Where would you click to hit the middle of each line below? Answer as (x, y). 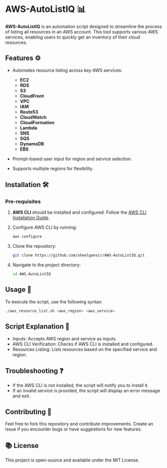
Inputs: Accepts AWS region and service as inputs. (64, 338)
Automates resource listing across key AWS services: (67, 70)
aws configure (27, 237)
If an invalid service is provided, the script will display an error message (86, 391)
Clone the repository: (34, 246)
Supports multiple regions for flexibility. (53, 168)
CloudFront (32, 96)
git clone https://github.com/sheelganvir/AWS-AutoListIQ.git (78, 255)
